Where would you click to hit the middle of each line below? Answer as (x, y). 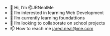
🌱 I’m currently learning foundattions (47, 18)
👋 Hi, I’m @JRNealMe (32, 8)
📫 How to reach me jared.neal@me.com (52, 28)
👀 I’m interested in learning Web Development (57, 13)
